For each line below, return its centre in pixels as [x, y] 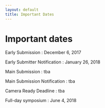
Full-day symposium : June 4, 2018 [41, 101]
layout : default [22, 10]
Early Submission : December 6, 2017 [43, 53]
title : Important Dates [30, 14]
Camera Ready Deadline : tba [35, 91]
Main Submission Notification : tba [40, 81]
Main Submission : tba [28, 72]
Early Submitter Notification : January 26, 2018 [53, 62]
